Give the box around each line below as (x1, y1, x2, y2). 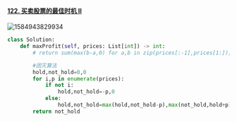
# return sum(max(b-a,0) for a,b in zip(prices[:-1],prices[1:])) (32, 49, 232, 56)
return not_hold (32, 108, 80, 115)
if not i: (44, 82, 74, 89)
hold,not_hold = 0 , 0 (32, 68, 87, 75)
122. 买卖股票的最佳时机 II (7, 6, 83, 15)
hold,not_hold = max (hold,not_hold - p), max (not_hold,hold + (57, 102, 226, 109)
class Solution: (7, 36, 55, 44)
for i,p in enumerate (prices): (32, 75, 125, 83)
